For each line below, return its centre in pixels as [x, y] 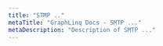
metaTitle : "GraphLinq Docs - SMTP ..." [75, 23]
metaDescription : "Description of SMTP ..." [82, 30]
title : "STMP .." [36, 15]
